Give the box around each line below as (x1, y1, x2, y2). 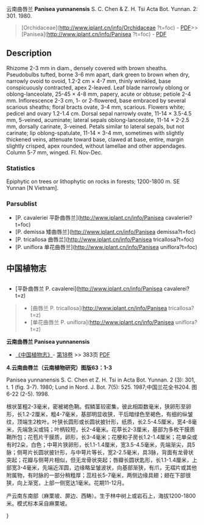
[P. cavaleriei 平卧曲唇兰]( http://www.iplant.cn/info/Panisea (15, 214, 164, 222)
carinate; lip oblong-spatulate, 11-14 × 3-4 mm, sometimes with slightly (6, 129, 185, 136)
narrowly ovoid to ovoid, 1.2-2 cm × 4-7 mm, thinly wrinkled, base (6, 77, 172, 84)
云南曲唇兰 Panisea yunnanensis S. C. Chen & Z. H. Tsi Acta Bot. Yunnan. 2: (6, 5, 198, 12)
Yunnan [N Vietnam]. (6, 184, 59, 192)
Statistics (6, 164, 35, 172)
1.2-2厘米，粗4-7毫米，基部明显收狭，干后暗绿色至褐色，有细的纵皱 (22, 411, 193, 418)
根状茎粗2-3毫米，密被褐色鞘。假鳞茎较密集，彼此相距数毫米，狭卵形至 (6, 403, 186, 410)
